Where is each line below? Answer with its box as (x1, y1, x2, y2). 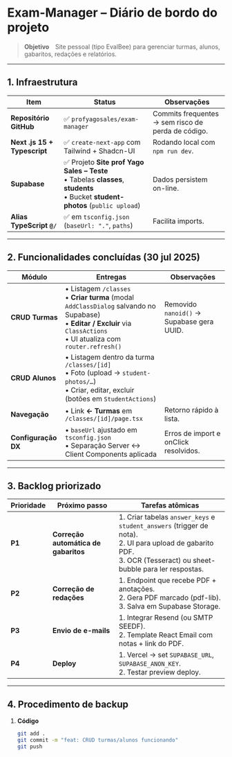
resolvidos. (164, 446, 200, 455)
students (63, 183, 95, 193)
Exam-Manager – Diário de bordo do (7, 5, 217, 21)
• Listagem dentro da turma (65, 352, 155, 362)
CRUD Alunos (10, 373, 57, 383)
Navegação (10, 409, 50, 419)
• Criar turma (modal (65, 293, 135, 302)
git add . (17, 730, 46, 738)
